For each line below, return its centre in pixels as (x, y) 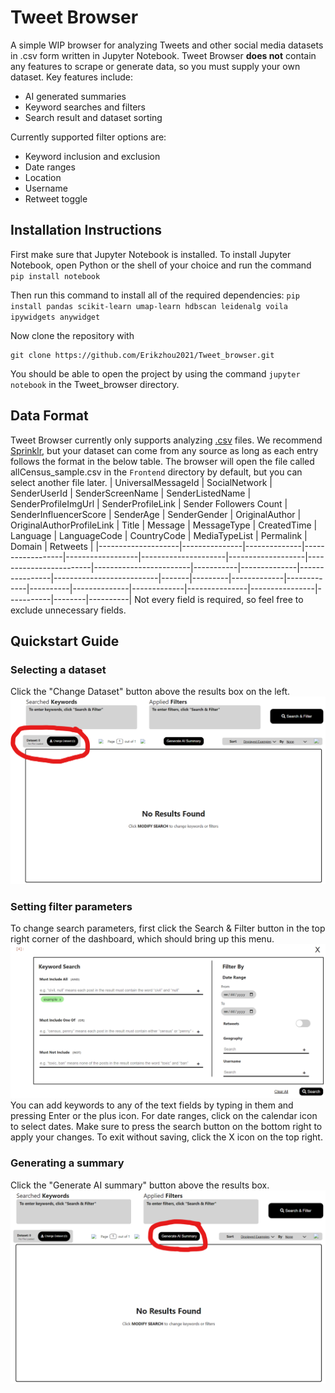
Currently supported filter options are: (88, 137)
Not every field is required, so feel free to (219, 599)
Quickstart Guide (65, 641)
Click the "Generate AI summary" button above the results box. (140, 1185)
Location (43, 177)
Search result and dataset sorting (93, 117)
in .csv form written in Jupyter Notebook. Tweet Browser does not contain (163, 55)
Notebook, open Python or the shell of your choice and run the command (161, 265)
